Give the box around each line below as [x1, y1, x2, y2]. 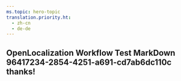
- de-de [11, 25, 31, 32]
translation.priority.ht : [6, 14, 71, 20]
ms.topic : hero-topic [6, 8, 61, 15]
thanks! [6, 67, 36, 77]
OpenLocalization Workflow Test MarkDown [6, 47, 176, 58]
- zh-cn [11, 20, 31, 26]
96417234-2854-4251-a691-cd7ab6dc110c [6, 57, 172, 67]
